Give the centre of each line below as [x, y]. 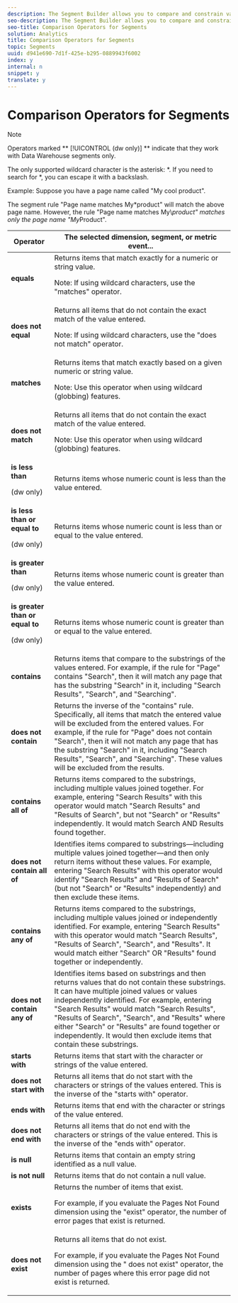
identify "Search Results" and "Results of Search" [137, 880]
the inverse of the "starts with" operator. [121, 1094]
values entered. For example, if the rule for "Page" [137, 667]
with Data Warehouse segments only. [62, 156]
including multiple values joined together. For [129, 788]
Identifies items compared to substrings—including [139, 844]
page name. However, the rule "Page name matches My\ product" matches [116, 212]
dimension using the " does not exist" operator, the [139, 1265]
